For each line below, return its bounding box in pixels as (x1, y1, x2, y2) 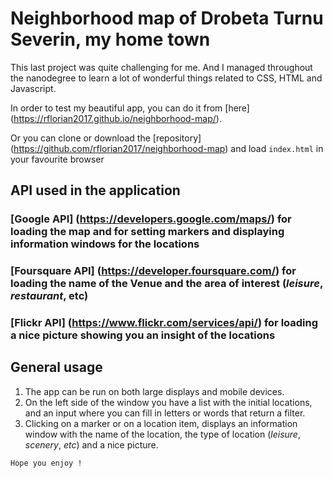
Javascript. (10, 82, 57, 94)
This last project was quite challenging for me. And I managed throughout (10, 61, 313, 73)
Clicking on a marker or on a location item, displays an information (24, 417, 298, 429)
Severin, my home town (10, 28, 211, 51)
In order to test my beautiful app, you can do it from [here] (10, 102, 250, 114)
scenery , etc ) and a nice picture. (24, 438, 159, 451)
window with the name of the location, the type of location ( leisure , (24, 428, 301, 440)
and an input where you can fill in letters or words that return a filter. (24, 407, 306, 419)
